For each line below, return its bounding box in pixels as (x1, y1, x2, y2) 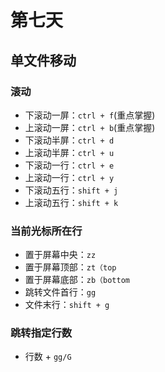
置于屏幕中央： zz (24, 249, 97, 261)
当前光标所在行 (10, 224, 83, 238)
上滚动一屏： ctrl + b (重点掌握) (24, 121, 156, 133)
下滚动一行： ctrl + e (24, 159, 115, 171)
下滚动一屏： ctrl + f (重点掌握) (24, 109, 156, 121)
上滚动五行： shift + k (24, 196, 119, 208)
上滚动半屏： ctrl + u (24, 146, 115, 158)
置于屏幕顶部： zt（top (24, 261, 117, 273)
